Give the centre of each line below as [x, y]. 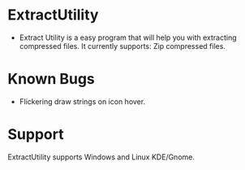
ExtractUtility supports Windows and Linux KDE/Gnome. [101, 157]
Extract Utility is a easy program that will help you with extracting [128, 37]
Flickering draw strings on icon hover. [82, 101]
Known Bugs [51, 79]
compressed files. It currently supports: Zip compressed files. [122, 46]
